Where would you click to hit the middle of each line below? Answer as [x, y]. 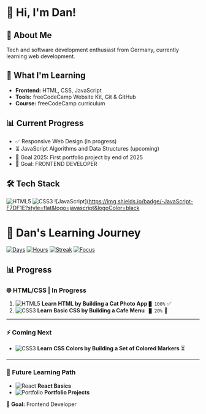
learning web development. [41, 56]
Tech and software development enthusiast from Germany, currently [93, 50]
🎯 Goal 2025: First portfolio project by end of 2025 [79, 157]
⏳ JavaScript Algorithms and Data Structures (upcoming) [87, 148]
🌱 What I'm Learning [46, 76]
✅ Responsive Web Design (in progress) [66, 141]
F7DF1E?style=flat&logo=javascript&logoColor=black [73, 208]
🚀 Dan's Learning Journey [74, 233]
